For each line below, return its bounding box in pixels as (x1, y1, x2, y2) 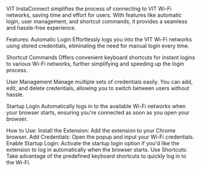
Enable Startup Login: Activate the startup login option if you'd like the (6, 140, 180, 146)
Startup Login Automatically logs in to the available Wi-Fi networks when (6, 103, 186, 110)
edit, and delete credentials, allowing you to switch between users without (6, 85, 190, 92)
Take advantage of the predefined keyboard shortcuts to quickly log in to (6, 152, 187, 160)
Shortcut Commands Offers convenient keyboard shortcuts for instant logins (6, 54, 196, 61)
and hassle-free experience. (6, 24, 76, 31)
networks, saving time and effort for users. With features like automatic (6, 11, 182, 19)
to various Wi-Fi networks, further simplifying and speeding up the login (6, 60, 185, 67)
